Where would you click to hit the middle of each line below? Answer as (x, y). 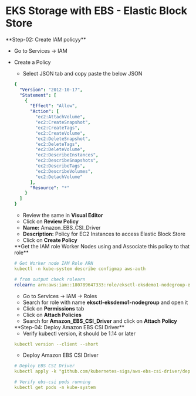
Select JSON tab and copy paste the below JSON (82, 73)
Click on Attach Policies (52, 315)
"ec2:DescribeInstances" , (67, 155)
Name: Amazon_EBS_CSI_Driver (62, 228)
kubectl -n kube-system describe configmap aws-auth (80, 269)
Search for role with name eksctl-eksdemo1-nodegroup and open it (105, 302)
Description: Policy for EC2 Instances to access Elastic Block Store (104, 234)
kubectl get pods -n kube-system (55, 388)
